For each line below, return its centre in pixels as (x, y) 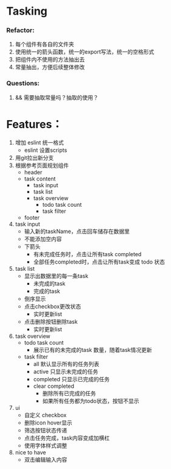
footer (32, 217)
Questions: (23, 84)
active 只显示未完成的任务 (66, 371)
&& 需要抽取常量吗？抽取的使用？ (57, 97)
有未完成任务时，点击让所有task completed (87, 254)
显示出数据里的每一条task (56, 276)
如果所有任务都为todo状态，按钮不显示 (91, 401)
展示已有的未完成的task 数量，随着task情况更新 (92, 349)
